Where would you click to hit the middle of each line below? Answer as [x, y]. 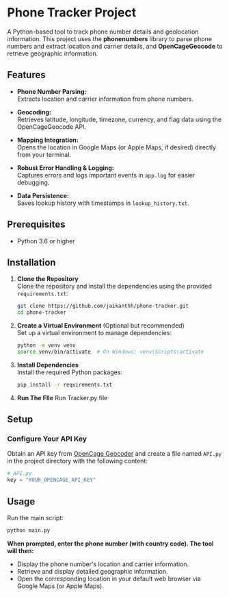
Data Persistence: [43, 195]
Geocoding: [34, 112]
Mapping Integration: [48, 140]
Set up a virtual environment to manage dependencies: [94, 333]
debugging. [33, 182]
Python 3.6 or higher [46, 241]
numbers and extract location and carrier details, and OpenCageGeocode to [115, 46]
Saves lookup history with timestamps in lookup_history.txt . [103, 203]
